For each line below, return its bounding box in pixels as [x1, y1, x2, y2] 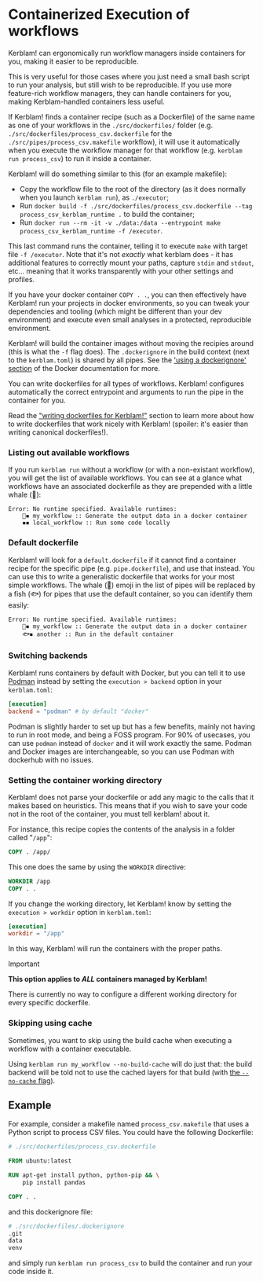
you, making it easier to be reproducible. [8, 57, 139, 66]
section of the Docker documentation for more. [8, 363, 161, 373]
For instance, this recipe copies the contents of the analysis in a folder [8, 824, 236, 834]
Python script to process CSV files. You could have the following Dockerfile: [8, 1128, 254, 1137]
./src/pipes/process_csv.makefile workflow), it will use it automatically [8, 137, 240, 146]
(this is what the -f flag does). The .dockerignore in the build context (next [8, 347, 250, 356]
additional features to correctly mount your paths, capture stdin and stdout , [8, 258, 254, 267]
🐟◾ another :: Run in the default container [22, 630, 174, 638]
